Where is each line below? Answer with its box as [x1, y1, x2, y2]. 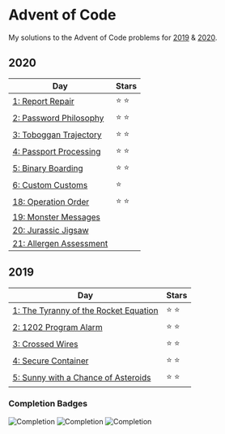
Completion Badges [8, 398, 87, 410]
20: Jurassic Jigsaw [12, 224, 89, 236]
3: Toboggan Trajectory [12, 129, 103, 141]
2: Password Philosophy [12, 112, 104, 124]
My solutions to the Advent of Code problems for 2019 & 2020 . [8, 33, 218, 42]
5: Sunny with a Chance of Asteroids [12, 372, 151, 384]
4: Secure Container [12, 355, 89, 367]
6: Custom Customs [12, 180, 88, 191]
